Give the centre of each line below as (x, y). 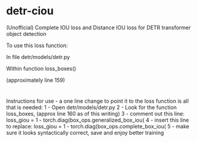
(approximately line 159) (36, 80)
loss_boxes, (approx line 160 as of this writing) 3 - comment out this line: (96, 114)
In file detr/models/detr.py (38, 57)
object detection (26, 33)
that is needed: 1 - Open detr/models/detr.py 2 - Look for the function (92, 107)
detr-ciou (30, 11)
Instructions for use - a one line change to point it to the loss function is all (98, 101)
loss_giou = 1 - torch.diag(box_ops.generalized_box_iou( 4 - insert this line (98, 120)
